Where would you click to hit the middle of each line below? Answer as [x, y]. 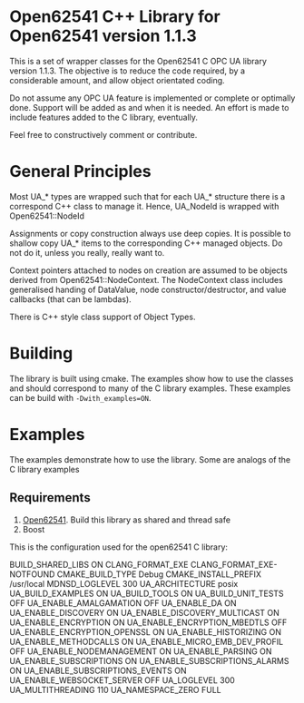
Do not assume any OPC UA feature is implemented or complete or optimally [152, 98]
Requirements [50, 498]
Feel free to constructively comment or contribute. [103, 134]
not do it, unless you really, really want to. [87, 252]
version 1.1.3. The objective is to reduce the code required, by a [127, 71]
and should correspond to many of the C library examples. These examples [150, 388]
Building [41, 353]
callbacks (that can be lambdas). [70, 299]
